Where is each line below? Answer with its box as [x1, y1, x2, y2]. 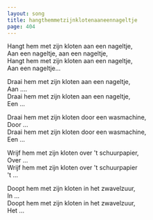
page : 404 [7, 23, 36, 30]
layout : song [7, 10, 45, 17]
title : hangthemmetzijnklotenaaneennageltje [7, 17, 138, 24]
